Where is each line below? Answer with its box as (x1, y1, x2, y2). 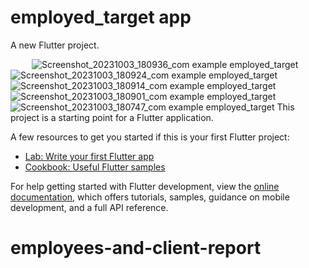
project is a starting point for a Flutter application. (10, 111, 214, 123)
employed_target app (10, 6, 192, 29)
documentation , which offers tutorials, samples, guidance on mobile (10, 191, 290, 203)
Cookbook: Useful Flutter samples (24, 161, 166, 173)
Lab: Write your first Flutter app (24, 150, 155, 162)
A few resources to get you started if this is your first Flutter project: (10, 131, 290, 143)
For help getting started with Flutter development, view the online (10, 180, 280, 192)
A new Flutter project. (10, 39, 100, 51)
